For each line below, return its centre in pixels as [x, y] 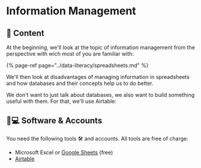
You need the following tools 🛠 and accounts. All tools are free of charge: [97, 138]
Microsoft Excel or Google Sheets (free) [64, 152]
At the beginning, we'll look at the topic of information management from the [100, 47]
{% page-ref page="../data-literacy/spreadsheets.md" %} [77, 65]
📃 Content [25, 33]
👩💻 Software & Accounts [54, 121]
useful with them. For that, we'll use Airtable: [61, 101]
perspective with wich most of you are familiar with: [70, 54]
